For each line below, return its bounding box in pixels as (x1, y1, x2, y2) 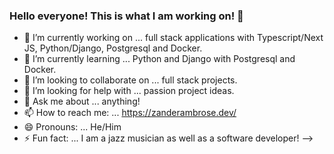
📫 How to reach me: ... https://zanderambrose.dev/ (23, 107, 237, 119)
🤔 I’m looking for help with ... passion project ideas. (23, 85, 235, 97)
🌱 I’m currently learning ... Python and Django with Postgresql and (23, 53, 296, 65)
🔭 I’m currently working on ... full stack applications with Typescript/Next (23, 32, 324, 44)
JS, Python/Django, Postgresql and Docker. (23, 42, 203, 54)
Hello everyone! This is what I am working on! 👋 (9, 9, 244, 23)
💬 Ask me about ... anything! (23, 95, 141, 108)
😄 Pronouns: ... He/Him (23, 121, 122, 133)
